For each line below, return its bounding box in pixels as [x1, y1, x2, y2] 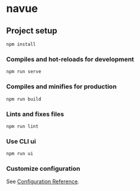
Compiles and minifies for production [6, 82, 117, 91]
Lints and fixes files [6, 110, 65, 118]
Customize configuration [6, 165, 81, 173]
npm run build [6, 96, 42, 102]
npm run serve [6, 69, 42, 75]
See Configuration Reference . [6, 178, 80, 185]
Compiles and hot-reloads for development [6, 55, 135, 63]
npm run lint [6, 123, 39, 130]
